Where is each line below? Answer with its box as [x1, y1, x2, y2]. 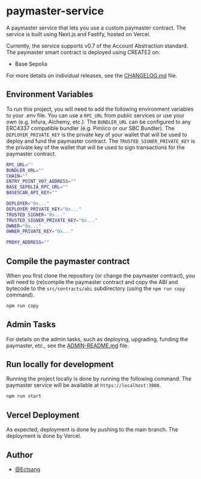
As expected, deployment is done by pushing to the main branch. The [6, 426, 179, 433]
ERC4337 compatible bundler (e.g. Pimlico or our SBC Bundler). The [6, 125, 175, 132]
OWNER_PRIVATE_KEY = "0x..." [6, 229, 74, 235]
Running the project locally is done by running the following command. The [6, 375, 192, 383]
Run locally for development [6, 359, 114, 369]
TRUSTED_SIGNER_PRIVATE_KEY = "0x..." [6, 217, 98, 223]
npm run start [6, 393, 42, 400]
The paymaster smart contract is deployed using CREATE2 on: [6, 48, 160, 55]
